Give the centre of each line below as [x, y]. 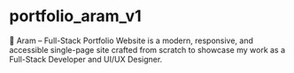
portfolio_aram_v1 [75, 16]
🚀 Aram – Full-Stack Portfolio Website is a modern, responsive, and [132, 40]
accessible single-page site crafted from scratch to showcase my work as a [147, 49]
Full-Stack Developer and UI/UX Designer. [86, 59]
